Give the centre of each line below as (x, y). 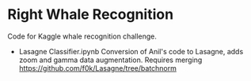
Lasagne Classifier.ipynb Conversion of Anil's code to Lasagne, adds (131, 51)
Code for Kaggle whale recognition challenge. (82, 36)
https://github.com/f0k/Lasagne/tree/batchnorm (98, 68)
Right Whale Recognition (91, 15)
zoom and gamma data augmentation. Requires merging (110, 60)
